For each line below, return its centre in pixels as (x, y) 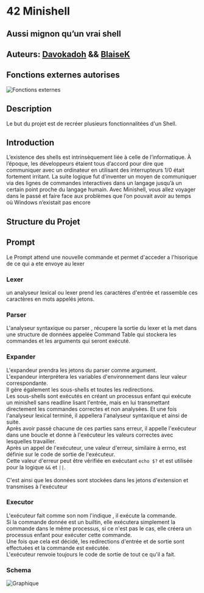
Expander (21, 357)
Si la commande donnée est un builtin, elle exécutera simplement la (91, 522)
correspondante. (27, 383)
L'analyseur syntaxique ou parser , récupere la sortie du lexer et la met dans (101, 328)
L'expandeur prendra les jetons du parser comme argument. (82, 370)
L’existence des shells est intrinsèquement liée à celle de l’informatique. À (99, 157)
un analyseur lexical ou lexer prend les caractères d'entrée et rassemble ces (102, 292)
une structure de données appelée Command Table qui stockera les (91, 335)
